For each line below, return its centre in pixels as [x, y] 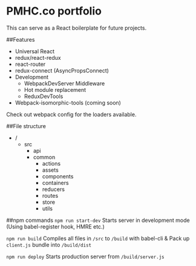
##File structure [26, 126]
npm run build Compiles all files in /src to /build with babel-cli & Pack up [98, 238]
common [44, 157]
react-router [30, 64]
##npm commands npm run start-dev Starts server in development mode [98, 220]
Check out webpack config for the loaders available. [71, 114]
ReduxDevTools [44, 96]
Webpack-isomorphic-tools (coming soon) [68, 102]
